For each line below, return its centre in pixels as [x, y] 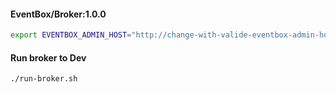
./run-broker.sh [44, 79]
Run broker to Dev [48, 57]
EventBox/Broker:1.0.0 [58, 14]
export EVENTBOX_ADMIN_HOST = [71, 35]
